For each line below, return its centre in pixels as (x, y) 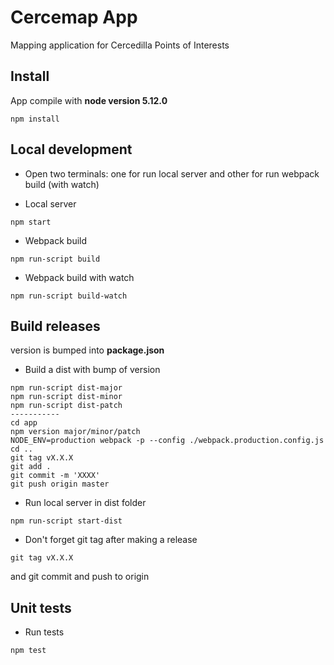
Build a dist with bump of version (92, 370)
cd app (24, 423)
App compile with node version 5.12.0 (89, 100)
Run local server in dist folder (85, 503)
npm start (31, 222)
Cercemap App (74, 17)
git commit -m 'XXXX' (55, 476)
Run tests (44, 632)
